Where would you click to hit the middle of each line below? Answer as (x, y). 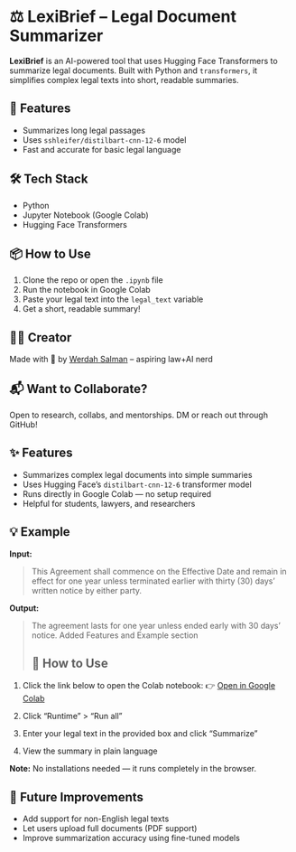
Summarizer (56, 36)
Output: (24, 608)
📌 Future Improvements (77, 797)
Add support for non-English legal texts (96, 819)
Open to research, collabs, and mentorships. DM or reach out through (139, 415)
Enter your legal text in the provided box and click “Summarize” (140, 734)
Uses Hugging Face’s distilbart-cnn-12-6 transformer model (137, 484)
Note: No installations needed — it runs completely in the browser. (133, 769)
